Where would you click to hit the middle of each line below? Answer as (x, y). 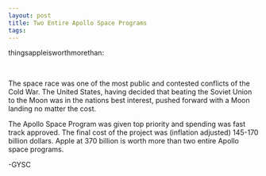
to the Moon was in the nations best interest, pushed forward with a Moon (129, 101)
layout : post (30, 15)
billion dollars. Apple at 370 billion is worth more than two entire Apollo (124, 141)
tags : (17, 30)
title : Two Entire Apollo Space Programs (78, 23)
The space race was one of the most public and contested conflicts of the (129, 83)
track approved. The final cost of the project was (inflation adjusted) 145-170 (133, 132)
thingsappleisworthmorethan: (56, 53)
